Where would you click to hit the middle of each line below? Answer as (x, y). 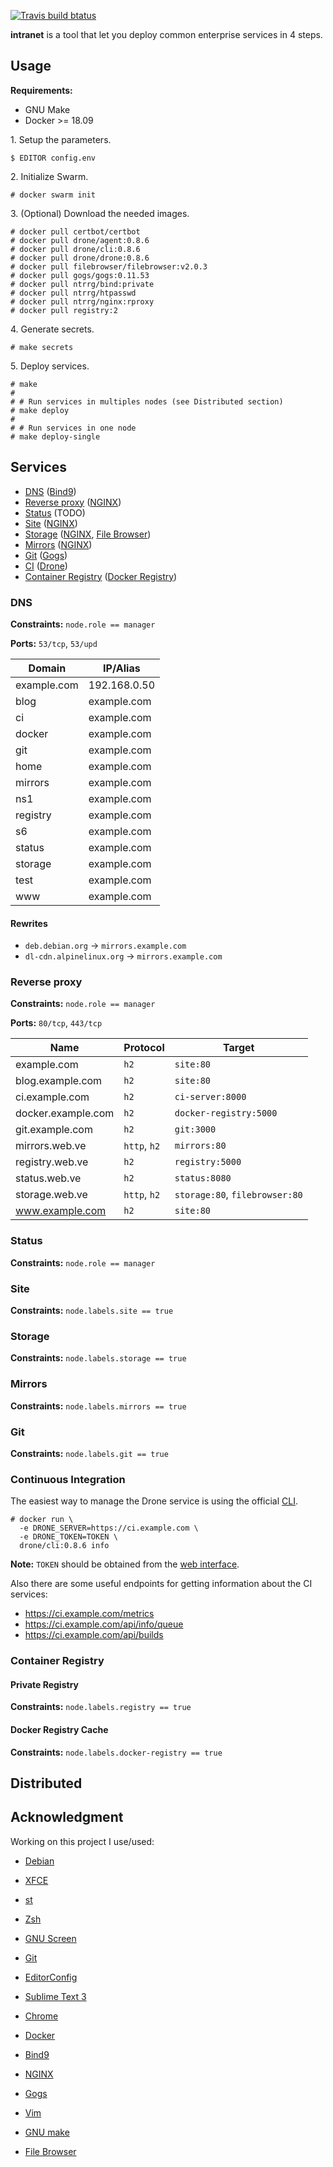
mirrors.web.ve (51, 1146)
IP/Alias (122, 668)
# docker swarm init (53, 195)
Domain (47, 668)
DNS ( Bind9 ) (50, 491)
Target (239, 1048)
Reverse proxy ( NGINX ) (73, 502)
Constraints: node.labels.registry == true (101, 1707)
